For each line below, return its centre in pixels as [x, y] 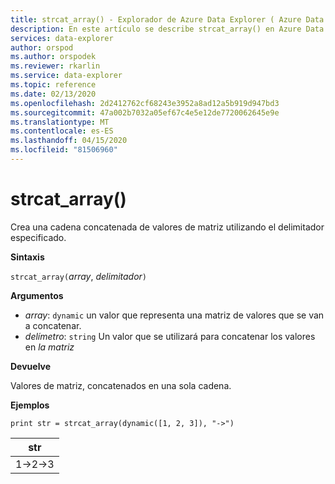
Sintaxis [27, 257]
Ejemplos [30, 405]
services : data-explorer [62, 38]
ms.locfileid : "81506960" [64, 150]
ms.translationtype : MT [60, 122]
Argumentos [37, 295]
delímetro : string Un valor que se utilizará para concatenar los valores [170, 336]
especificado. [38, 237]
